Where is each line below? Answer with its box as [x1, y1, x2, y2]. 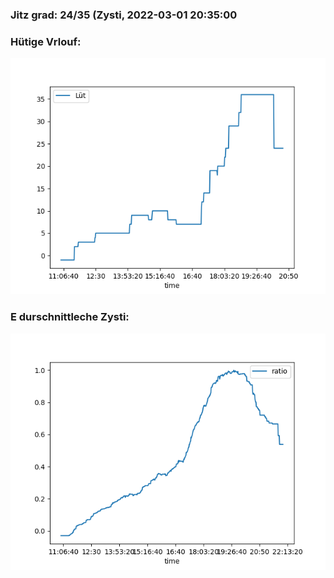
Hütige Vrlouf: [10, 34, 82, 48]
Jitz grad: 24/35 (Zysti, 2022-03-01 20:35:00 [10, 8, 238, 22]
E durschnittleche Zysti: [10, 310, 130, 324]
